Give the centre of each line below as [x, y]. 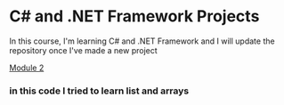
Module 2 [27, 68]
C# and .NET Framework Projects [134, 16]
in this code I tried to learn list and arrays [99, 91]
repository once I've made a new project [83, 50]
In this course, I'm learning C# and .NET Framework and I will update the [142, 41]
